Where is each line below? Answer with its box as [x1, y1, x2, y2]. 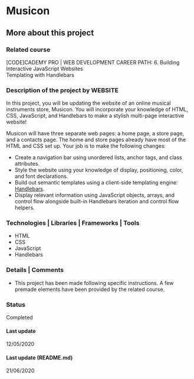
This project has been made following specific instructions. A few [14, 279, 174, 286]
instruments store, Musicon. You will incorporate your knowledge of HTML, [6, 106, 189, 113]
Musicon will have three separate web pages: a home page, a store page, [6, 130, 185, 137]
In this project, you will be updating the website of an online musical [6, 99, 171, 107]
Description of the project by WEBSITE [6, 86, 119, 94]
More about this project [6, 28, 94, 38]
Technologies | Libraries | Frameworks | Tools [6, 219, 140, 227]
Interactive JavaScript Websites [6, 65, 84, 72]
